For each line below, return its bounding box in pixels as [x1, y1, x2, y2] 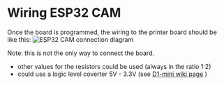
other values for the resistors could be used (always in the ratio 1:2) [17, 62, 211, 70]
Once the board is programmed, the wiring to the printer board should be [7, 28, 218, 36]
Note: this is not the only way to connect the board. [7, 49, 155, 57]
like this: [7, 35, 31, 43]
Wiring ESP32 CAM [7, 5, 121, 21]
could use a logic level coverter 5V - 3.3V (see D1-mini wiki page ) [17, 70, 208, 78]
